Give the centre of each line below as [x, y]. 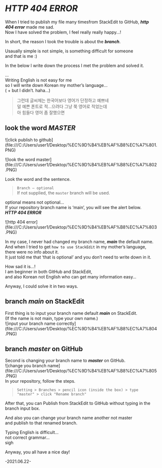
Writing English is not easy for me [38, 80]
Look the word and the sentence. [38, 179]
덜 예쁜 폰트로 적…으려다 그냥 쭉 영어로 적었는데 [62, 106]
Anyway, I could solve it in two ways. [42, 286]
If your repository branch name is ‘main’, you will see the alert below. [73, 207]
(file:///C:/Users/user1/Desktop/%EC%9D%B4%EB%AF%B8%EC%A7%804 [81, 328]
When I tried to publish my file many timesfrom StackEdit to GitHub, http [77, 22]
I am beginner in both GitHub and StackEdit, [49, 272]
